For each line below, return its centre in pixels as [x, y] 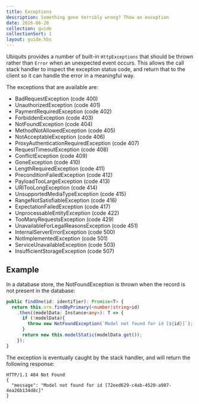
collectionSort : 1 [29, 34]
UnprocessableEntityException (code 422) [67, 213]
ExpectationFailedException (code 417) [63, 206]
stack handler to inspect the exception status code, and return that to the [96, 69]
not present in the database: [41, 290]
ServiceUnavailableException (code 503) [65, 245]
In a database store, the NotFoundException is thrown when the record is [96, 284]
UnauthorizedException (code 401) [57, 105]
